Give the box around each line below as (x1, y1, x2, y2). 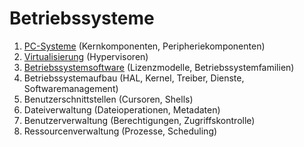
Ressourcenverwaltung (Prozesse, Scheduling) (23, 125, 218, 137)
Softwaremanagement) (23, 82, 119, 94)
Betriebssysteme (9, 7, 155, 30)
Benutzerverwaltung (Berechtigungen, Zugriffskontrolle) (23, 114, 256, 126)
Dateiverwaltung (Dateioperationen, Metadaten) (23, 103, 221, 116)
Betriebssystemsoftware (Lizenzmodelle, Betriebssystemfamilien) (23, 61, 295, 73)
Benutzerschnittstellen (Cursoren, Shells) (23, 93, 194, 105)
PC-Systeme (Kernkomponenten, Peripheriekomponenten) (23, 40, 266, 52)
